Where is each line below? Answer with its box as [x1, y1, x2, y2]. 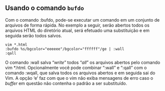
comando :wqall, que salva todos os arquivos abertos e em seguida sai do [5, 70, 156, 76]
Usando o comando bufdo [5, 4, 84, 12]
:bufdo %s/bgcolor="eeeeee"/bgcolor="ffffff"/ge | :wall [5, 46, 125, 51]
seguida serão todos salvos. [5, 32, 63, 38]
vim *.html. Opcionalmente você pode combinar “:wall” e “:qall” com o [5, 64, 147, 70]
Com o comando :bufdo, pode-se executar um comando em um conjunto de [5, 17, 160, 23]
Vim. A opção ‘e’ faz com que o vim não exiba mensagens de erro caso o [5, 75, 154, 81]
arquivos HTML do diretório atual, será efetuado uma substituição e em [5, 27, 150, 33]
